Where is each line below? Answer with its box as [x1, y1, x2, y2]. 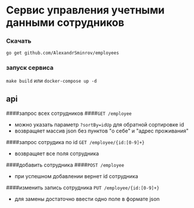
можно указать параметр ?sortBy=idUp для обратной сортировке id [14, 121, 185, 128]
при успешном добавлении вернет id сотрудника [14, 172, 139, 179]
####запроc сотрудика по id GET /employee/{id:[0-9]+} [6, 138, 145, 145]
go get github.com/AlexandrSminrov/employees [6, 50, 119, 56]
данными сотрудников [6, 16, 125, 29]
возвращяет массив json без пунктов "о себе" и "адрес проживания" [14, 127, 189, 134]
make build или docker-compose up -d [6, 77, 97, 84]
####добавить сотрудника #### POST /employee [6, 161, 124, 168]
